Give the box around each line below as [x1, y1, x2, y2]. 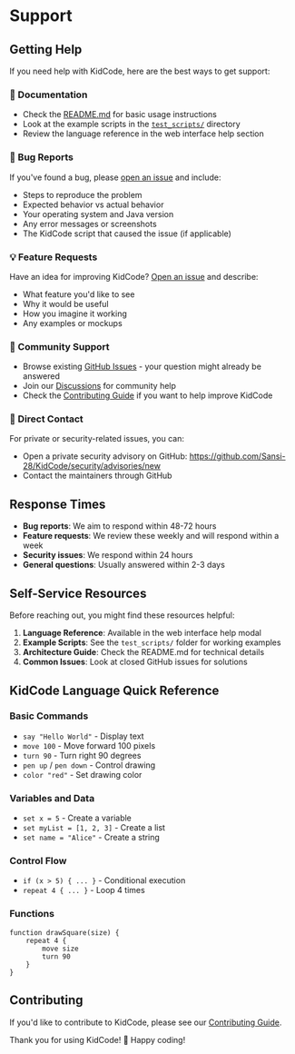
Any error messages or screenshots [22, 218, 157, 229]
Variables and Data [9, 791, 95, 804]
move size [42, 944, 79, 953]
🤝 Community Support [9, 340, 111, 353]
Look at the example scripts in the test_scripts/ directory [22, 119, 241, 130]
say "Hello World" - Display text [22, 731, 144, 741]
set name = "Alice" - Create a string [22, 832, 161, 843]
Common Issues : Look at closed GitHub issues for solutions [22, 656, 248, 668]
